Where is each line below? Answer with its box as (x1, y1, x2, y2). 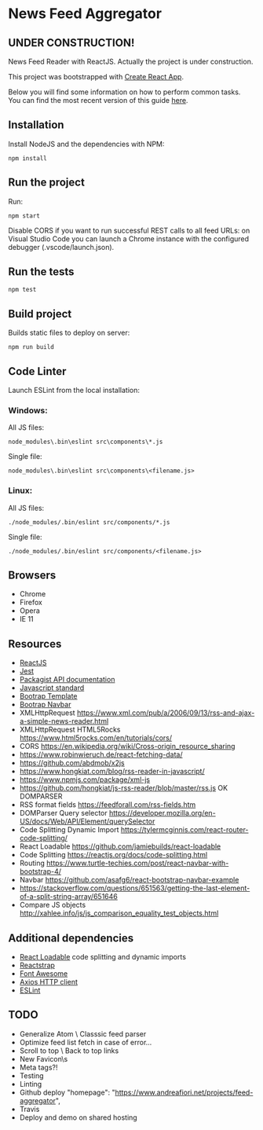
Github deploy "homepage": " (19, 1088, 115, 1097)
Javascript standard (19, 683, 85, 692)
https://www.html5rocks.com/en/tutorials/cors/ (19, 733, 173, 743)
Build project (8, 307, 72, 321)
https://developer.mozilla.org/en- (108, 809, 216, 818)
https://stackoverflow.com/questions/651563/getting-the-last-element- (19, 883, 250, 893)
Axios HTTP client (19, 978, 79, 987)
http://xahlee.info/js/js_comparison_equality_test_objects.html (19, 908, 219, 918)
